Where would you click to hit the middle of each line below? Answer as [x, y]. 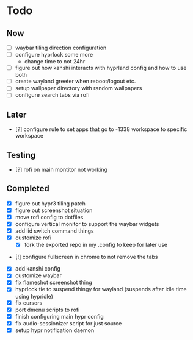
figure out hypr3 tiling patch [50, 203]
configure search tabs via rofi [52, 95]
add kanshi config [38, 269]
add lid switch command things [54, 231]
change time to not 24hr [55, 62]
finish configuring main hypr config [59, 316]
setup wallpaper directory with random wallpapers [78, 88]
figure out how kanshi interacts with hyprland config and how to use [101, 68]
